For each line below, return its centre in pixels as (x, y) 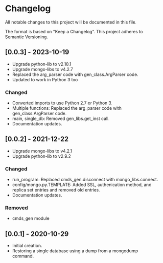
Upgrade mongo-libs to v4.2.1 (42, 151)
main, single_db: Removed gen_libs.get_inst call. (61, 119)
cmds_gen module (31, 218)
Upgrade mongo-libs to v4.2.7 (43, 69)
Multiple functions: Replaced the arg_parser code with (67, 108)
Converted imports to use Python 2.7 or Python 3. (62, 103)
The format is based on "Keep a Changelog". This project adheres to (74, 31)
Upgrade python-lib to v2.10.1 (42, 64)
